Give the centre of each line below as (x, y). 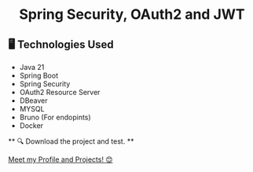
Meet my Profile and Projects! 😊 (60, 159)
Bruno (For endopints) (55, 117)
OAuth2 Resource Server (60, 92)
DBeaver (34, 101)
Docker (31, 126)
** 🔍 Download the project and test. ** (71, 141)
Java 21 (32, 67)
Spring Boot (39, 75)
